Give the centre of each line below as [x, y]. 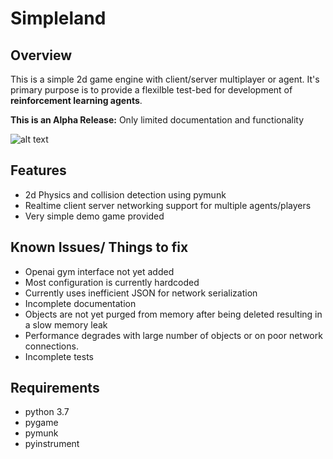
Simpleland [58, 18]
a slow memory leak [66, 324]
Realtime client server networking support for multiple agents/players [168, 205]
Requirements [55, 388]
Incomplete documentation [80, 303]
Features [38, 170]
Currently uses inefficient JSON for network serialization [141, 293]
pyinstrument [52, 444]
